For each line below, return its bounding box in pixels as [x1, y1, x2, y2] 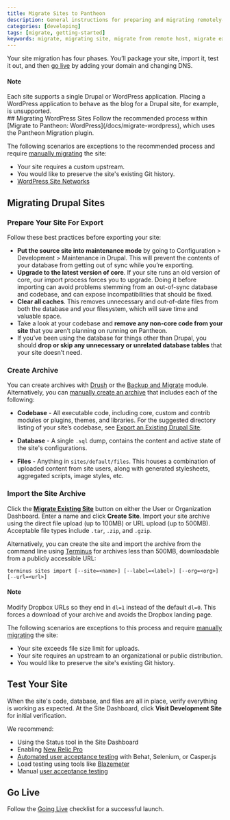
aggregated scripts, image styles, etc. [16, 472, 125, 480]
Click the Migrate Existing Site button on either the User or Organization [7, 504, 212, 512]
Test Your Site [7, 679, 68, 691]
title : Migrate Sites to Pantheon [7, 10, 106, 17]
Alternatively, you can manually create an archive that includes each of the [7, 388, 218, 397]
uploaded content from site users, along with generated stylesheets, [16, 464, 210, 473]
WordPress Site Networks [16, 177, 90, 186]
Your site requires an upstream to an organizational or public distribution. [16, 651, 223, 660]
